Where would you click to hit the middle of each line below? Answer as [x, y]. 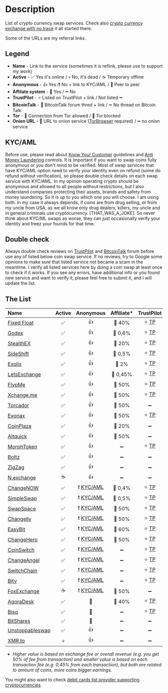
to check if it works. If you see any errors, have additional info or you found [82, 273]
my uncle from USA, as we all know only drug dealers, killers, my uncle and [83, 208]
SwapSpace [22, 508]
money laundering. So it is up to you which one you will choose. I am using [82, 197]
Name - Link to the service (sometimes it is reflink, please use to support [87, 66]
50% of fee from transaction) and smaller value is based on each [80, 659]
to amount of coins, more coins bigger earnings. [62, 670]
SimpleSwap [22, 498]
